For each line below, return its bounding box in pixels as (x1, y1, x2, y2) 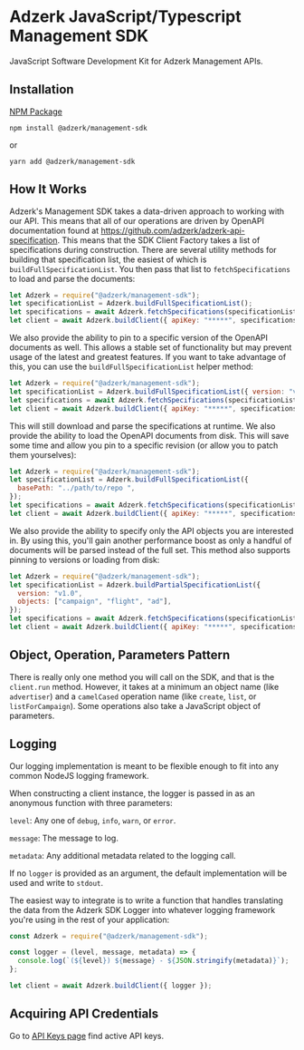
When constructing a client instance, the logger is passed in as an (9, 787, 255, 799)
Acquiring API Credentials (9, 1006, 159, 1022)
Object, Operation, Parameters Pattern (9, 647, 231, 663)
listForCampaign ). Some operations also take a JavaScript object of (9, 700, 261, 711)
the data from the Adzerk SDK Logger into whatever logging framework (9, 904, 276, 915)
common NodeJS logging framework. (9, 770, 149, 781)
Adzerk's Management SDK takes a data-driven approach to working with (9, 206, 285, 217)
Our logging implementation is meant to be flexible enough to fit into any (9, 760, 279, 772)
